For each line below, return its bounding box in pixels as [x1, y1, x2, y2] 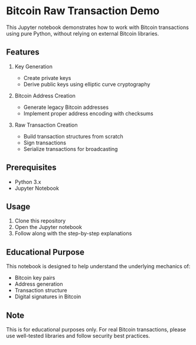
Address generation [14, 280, 63, 288]
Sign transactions [23, 139, 67, 146]
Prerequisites [6, 163, 57, 173]
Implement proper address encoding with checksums [23, 109, 153, 117]
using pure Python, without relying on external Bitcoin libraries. [6, 30, 159, 37]
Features [6, 47, 40, 57]
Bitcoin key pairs [14, 274, 55, 282]
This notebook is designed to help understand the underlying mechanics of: [6, 263, 191, 270]
